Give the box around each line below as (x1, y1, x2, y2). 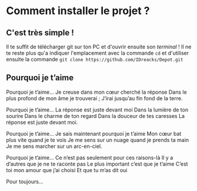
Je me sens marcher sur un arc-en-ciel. (6, 143, 102, 150)
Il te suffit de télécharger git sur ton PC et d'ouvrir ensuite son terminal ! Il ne (6, 43, 192, 50)
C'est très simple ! (6, 28, 75, 38)
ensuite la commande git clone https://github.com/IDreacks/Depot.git (6, 56, 183, 62)
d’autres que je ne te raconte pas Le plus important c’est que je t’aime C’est (6, 160, 188, 167)
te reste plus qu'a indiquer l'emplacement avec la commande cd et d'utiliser (6, 50, 189, 57)
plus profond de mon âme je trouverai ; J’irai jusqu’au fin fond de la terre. (6, 94, 183, 101)
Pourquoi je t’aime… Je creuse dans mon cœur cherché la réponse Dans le (6, 88, 187, 95)
